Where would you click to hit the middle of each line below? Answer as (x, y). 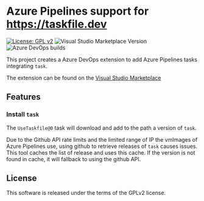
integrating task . (27, 66)
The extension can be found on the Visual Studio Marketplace (84, 78)
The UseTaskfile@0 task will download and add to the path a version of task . (101, 128)
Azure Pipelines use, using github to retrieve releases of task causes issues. (102, 146)
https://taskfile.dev (57, 24)
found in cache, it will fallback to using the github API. (74, 159)
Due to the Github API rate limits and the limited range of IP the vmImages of (102, 139)
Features (23, 97)
